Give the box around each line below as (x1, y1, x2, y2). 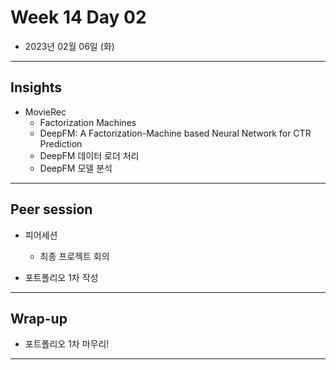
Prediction (39, 137, 83, 150)
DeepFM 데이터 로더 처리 (39, 149, 140, 161)
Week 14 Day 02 (10, 6, 147, 29)
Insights (10, 79, 63, 96)
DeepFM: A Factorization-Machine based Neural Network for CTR (39, 127, 312, 139)
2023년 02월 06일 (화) (24, 40, 115, 52)
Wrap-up (10, 310, 68, 327)
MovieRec (24, 106, 67, 118)
